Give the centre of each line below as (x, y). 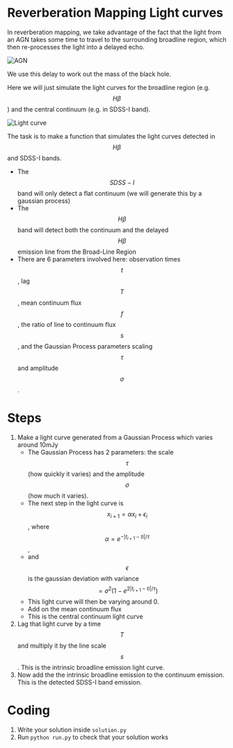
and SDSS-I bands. (34, 158)
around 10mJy (38, 445)
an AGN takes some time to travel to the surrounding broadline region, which (117, 39)
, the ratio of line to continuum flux (66, 324)
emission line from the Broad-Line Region (77, 252)
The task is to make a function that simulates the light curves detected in (111, 136)
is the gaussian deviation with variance (83, 579)
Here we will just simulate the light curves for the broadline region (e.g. (109, 87)
